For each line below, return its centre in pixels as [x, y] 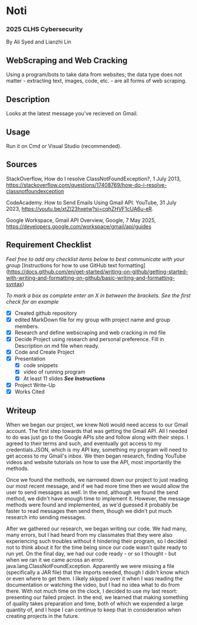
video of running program [54, 372]
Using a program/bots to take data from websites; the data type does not [94, 75]
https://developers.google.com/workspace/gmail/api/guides [79, 226]
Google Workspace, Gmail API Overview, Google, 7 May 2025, [81, 220]
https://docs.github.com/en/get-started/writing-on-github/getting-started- [98, 271]
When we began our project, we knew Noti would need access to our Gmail [97, 425]
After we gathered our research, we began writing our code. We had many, [96, 529]
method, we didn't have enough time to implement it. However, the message [98, 499]
